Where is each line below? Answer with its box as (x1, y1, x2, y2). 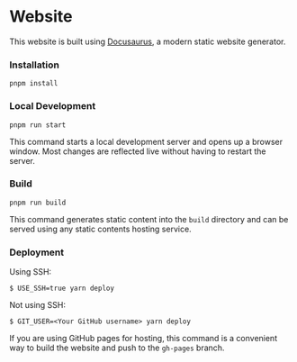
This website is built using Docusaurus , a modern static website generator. (9, 36, 286, 47)
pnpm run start (9, 120, 67, 130)
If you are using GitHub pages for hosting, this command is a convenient (9, 333, 277, 344)
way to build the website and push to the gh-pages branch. (9, 342, 225, 353)
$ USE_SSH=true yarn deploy (9, 284, 115, 294)
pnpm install (9, 79, 58, 88)
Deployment (9, 246, 65, 258)
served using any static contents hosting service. (9, 223, 192, 234)
